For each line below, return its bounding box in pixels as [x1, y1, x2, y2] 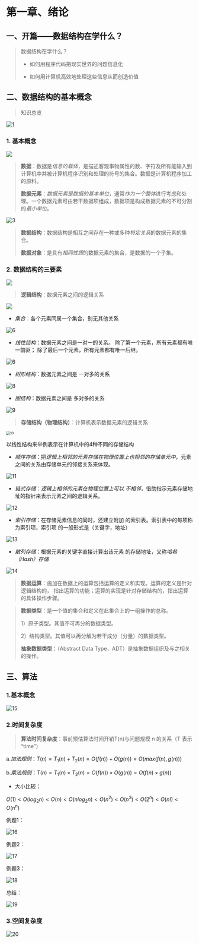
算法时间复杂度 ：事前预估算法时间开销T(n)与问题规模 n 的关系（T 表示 [20, 735, 192, 743]
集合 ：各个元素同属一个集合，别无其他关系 [14, 315, 119, 322]
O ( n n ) [6, 803, 20, 812]
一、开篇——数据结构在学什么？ [6, 31, 123, 41]
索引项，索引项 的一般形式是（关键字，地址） [20, 524, 131, 531]
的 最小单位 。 [20, 205, 52, 212]
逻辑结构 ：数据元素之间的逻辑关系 [20, 291, 104, 298]
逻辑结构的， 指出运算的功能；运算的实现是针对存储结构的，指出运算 [20, 587, 188, 594]
